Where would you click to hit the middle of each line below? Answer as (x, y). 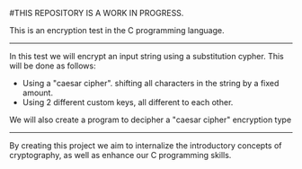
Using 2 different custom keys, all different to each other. (128, 102)
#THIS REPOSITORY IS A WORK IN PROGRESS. (97, 13)
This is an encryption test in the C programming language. (117, 30)
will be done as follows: (53, 66)
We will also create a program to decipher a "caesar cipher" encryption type (151, 120)
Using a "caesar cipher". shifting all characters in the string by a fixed (151, 83)
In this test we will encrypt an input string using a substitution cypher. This (147, 56)
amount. (38, 93)
